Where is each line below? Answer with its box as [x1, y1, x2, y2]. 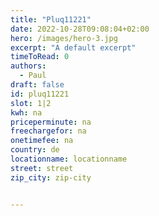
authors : [10, 61, 47, 71]
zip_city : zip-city [10, 172, 92, 183]
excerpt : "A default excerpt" [10, 42, 137, 53]
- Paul [19, 71, 47, 81]
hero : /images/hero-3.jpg [10, 33, 118, 43]
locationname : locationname [10, 154, 128, 164]
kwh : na [10, 107, 43, 118]
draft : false [10, 80, 65, 90]
